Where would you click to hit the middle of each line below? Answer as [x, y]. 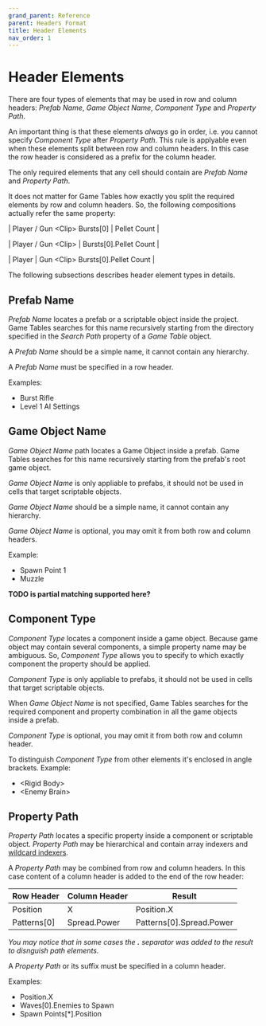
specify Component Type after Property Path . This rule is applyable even [127, 140]
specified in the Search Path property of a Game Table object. [110, 336]
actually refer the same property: [62, 213]
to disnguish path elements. [54, 951]
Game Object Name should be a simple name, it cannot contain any [119, 507]
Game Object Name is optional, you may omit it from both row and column [130, 531]
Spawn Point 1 [43, 570]
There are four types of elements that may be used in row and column [123, 100]
